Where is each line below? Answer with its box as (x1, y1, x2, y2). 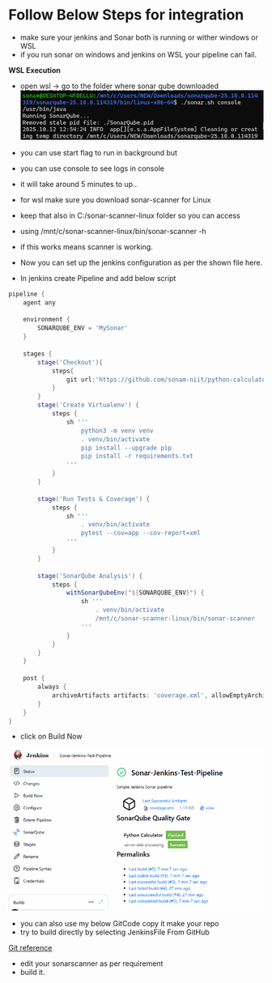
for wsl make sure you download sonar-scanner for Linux (19, 194, 211, 204)
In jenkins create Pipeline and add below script (19, 273, 176, 283)
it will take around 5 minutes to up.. (19, 179, 138, 189)
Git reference (8, 943, 53, 952)
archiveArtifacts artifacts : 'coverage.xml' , (51, 691, 208, 700)
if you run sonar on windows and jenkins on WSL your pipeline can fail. (19, 49, 257, 59)
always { (37, 683, 67, 692)
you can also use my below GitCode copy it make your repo (19, 918, 219, 928)
